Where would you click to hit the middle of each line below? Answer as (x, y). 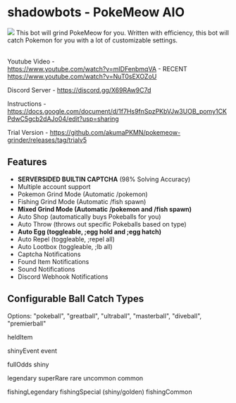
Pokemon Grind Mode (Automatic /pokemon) (82, 194)
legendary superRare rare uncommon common (75, 378)
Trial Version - (28, 132)
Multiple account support (54, 186)
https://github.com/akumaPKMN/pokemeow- (115, 132)
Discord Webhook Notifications (63, 277)
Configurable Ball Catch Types (76, 299)
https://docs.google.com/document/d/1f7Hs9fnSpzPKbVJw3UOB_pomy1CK (117, 111)
